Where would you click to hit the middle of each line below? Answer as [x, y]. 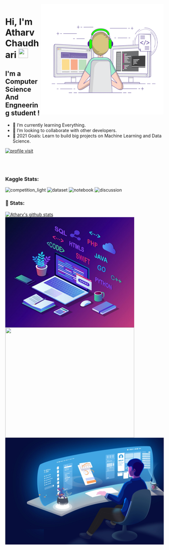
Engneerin [22, 105]
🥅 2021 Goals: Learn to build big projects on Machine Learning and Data [87, 136]
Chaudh [22, 43]
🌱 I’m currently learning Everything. [49, 125]
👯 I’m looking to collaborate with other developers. [65, 130]
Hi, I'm [19, 22]
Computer [21, 81]
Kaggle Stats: [22, 179]
